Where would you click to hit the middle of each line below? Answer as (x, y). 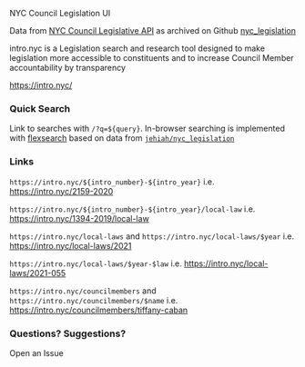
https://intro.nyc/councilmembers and (83, 291)
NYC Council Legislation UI (60, 13)
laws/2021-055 (38, 273)
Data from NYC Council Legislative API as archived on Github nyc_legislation (152, 30)
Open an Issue (36, 352)
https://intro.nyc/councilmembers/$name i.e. (94, 300)
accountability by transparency (67, 68)
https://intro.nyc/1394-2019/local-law (80, 218)
